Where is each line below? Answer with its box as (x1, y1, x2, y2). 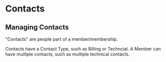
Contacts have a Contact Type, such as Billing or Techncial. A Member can (5, 46, 161, 51)
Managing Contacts (5, 23, 69, 31)
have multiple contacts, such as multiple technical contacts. (5, 51, 130, 57)
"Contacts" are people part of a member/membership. (5, 36, 118, 42)
